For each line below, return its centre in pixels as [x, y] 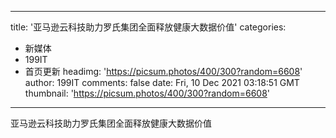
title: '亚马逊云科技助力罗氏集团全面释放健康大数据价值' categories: [148, 27]
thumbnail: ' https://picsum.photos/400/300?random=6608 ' [147, 93]
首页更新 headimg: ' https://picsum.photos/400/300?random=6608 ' [163, 71]
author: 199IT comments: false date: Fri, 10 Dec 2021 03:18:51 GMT [162, 82]
